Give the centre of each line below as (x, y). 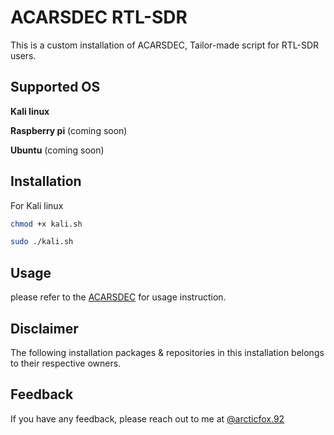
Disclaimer (44, 328)
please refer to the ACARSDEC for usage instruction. (118, 297)
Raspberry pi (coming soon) (69, 130)
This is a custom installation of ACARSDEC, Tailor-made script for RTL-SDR (165, 45)
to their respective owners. (66, 363)
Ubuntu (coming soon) (57, 150)
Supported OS (55, 87)
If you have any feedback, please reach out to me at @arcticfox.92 (147, 418)
